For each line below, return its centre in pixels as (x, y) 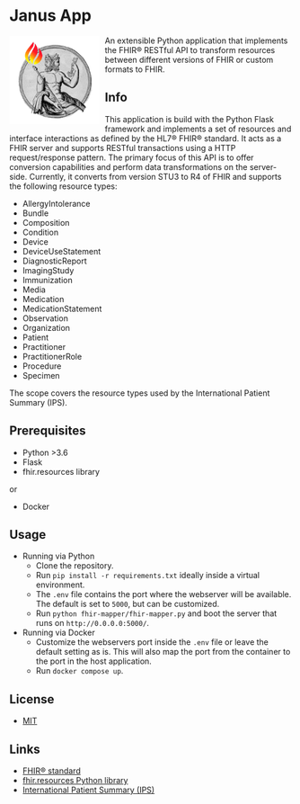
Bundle (35, 213)
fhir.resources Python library (75, 780)
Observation (45, 318)
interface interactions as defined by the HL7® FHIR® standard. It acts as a (146, 138)
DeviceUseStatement (62, 251)
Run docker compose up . (79, 671)
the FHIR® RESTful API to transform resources (190, 49)
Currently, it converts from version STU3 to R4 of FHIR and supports (155, 176)
